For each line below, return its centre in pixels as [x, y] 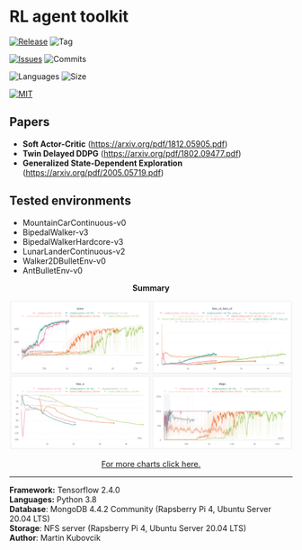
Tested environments [71, 201]
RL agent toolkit [69, 17]
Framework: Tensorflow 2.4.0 [65, 490]
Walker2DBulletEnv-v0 [64, 261]
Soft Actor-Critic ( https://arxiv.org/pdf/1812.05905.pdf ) [125, 144]
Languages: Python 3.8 [53, 499]
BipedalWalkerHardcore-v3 [73, 241]
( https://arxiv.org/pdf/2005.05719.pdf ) [93, 172]
